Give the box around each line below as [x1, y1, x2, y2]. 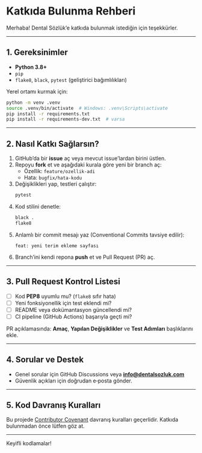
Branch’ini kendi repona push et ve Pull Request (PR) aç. [14, 253, 155, 261]
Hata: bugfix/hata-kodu [23, 174, 82, 182]
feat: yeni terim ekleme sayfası [14, 242, 99, 249]
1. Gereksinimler [6, 47, 68, 58]
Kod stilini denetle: [14, 203, 61, 210]
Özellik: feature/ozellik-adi [23, 168, 95, 175]
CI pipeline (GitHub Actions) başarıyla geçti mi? [14, 312, 132, 320]
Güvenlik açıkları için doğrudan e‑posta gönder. [14, 377, 133, 384]
